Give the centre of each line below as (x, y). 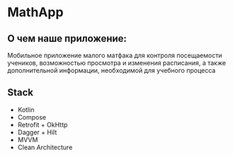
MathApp (35, 12)
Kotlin (26, 110)
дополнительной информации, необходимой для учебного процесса (112, 70)
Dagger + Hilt (37, 132)
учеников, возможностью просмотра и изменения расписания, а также (117, 63)
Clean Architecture (45, 147)
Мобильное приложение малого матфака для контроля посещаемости (115, 55)
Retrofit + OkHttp (42, 124)
